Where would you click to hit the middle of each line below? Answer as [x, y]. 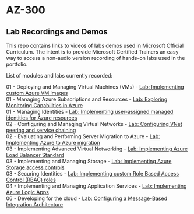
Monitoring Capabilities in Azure [45, 105]
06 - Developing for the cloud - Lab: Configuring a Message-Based [87, 198]
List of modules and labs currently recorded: [59, 76]
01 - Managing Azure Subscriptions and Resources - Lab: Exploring [87, 99]
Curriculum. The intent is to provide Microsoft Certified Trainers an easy [92, 52]
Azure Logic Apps [28, 192]
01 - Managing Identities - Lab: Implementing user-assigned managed [90, 112]
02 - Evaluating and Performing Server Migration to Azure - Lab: [83, 136]
